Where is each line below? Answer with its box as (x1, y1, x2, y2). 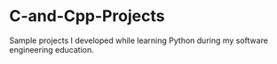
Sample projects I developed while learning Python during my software (9, 35, 269, 46)
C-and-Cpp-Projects (9, 6, 165, 26)
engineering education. (9, 44, 95, 54)
